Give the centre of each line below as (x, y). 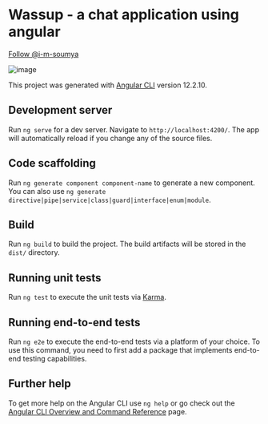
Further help (40, 384)
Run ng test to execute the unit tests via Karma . (87, 297)
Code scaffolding (52, 163)
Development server (60, 110)
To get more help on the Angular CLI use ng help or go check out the (122, 403)
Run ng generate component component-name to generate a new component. (132, 183)
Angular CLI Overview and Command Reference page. (98, 411)
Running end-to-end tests (74, 322)
